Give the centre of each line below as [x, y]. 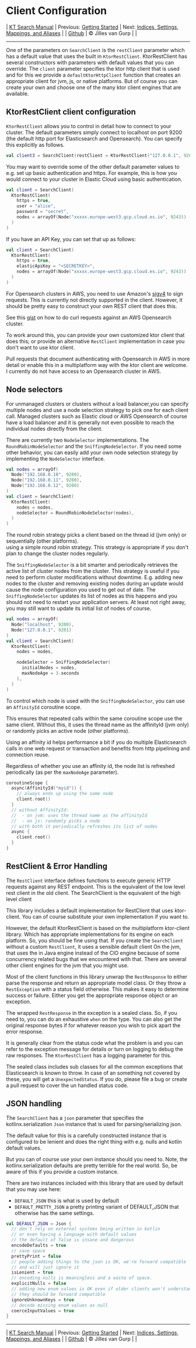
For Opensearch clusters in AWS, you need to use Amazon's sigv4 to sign [95, 293]
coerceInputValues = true [43, 1311]
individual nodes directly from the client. [55, 428]
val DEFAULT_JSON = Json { [39, 1224]
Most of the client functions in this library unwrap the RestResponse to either [97, 976]
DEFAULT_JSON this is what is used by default [67, 1200]
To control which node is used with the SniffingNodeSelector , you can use [96, 701]
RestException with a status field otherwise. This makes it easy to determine [97, 989]
